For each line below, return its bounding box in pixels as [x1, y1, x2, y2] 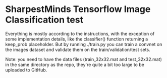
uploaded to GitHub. [5, 66, 47, 73]
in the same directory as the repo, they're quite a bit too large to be [5, 61, 145, 67]
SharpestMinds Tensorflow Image [5, 3, 151, 15]
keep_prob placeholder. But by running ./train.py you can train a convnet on [5, 41, 162, 47]
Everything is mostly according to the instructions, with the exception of [5, 30, 155, 36]
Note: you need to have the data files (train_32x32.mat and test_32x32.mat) [5, 56, 162, 62]
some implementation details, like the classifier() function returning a [5, 36, 148, 42]
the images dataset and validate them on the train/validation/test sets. [5, 46, 150, 52]
